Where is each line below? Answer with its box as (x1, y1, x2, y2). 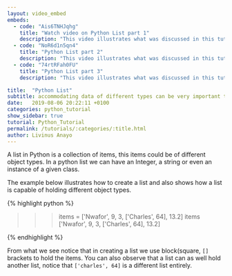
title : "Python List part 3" (19, 68, 104, 75)
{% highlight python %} (7, 199, 74, 208)
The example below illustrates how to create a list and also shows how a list (7, 179, 222, 187)
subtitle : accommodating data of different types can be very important (7, 93, 221, 100)
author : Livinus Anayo (7, 132, 72, 139)
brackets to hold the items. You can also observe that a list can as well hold (7, 254, 221, 262)
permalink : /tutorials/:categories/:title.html (7, 125, 147, 132)
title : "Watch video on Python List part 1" (19, 29, 150, 37)
